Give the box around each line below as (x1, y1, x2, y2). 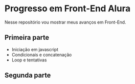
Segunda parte (4, 71, 51, 80)
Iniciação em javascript (11, 46, 59, 52)
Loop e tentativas (11, 57, 47, 63)
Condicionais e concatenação (11, 52, 72, 57)
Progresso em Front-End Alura (4, 3, 131, 14)
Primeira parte (4, 33, 49, 42)
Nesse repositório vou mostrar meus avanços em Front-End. (4, 19, 126, 25)
